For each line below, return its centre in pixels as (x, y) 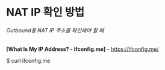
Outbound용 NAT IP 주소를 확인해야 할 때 (55, 30)
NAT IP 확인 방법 (45, 12)
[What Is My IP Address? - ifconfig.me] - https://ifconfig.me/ (82, 49)
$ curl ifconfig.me (28, 61)
